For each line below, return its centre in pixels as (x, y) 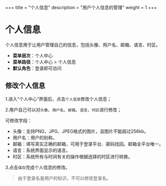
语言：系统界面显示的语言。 (41, 150)
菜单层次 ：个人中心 (33, 55)
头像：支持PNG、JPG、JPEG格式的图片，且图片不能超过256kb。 (80, 131)
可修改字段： (18, 120)
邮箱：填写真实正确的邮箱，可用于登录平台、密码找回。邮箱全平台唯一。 (88, 144)
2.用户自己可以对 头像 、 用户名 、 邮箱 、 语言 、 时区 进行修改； (64, 109)
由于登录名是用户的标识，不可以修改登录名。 (64, 178)
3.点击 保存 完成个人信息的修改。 (38, 167)
